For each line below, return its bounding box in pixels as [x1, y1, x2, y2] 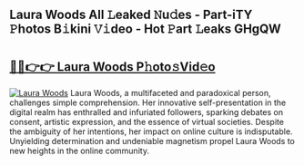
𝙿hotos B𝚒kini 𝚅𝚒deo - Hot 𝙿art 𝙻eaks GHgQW [9, 22, 281, 37]
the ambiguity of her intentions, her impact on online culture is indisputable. [9, 126, 293, 137]
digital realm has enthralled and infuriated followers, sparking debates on [9, 107, 284, 117]
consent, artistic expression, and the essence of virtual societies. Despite [9, 117, 285, 127]
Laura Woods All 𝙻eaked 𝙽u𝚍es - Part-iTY [9, 7, 253, 23]
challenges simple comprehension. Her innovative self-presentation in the [9, 97, 287, 108]
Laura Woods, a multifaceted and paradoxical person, [69, 88, 271, 98]
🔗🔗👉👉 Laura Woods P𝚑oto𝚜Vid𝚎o [9, 59, 216, 74]
